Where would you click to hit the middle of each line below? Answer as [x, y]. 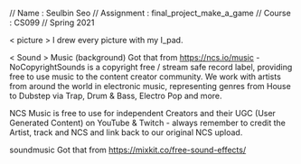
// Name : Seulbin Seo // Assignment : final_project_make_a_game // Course [150, 13]
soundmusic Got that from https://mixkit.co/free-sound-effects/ [128, 150]
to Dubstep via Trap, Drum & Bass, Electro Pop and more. [116, 96]
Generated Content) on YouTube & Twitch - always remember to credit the [148, 123]
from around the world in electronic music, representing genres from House [150, 86]
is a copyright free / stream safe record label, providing [190, 67]
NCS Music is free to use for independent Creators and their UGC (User [142, 113]
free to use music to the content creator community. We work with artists [146, 77]
